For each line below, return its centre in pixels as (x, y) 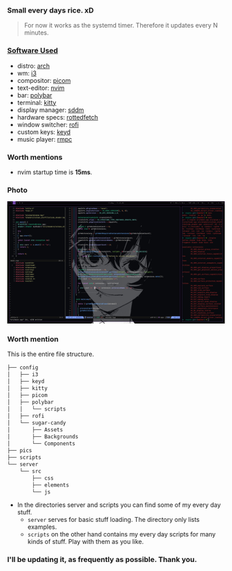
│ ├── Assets (35, 430)
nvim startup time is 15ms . (55, 172)
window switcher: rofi (48, 124)
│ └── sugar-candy (37, 423)
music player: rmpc (45, 139)
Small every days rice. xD (51, 10)
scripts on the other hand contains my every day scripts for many (122, 534)
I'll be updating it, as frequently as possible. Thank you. (102, 559)
